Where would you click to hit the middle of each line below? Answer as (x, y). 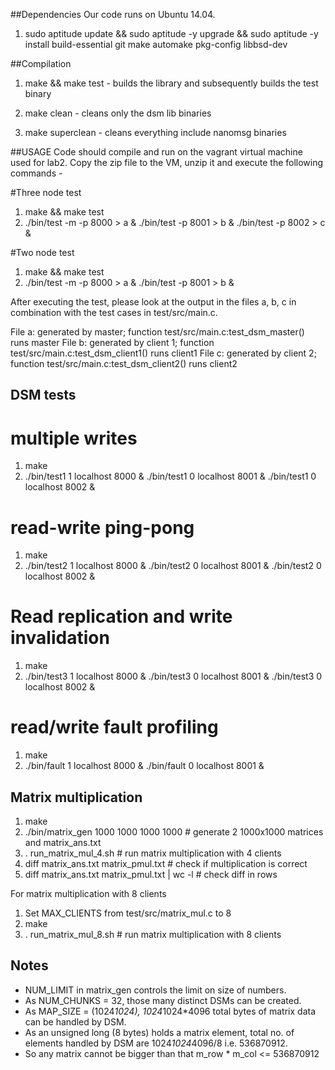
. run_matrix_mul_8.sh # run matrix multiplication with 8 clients (153, 934)
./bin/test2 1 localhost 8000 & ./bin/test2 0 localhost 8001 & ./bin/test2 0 (173, 566)
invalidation (60, 638)
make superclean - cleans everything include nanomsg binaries (155, 132)
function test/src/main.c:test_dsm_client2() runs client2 (124, 363)
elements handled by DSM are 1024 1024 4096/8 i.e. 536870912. (156, 1043)
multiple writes (74, 438)
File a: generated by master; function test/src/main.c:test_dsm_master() (157, 332)
